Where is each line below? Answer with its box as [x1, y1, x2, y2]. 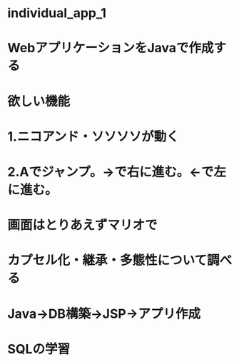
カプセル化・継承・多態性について [7, 252, 208, 268]
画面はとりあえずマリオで [7, 217, 158, 233]
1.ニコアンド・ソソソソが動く [7, 129, 180, 144]
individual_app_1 [7, 5, 107, 21]
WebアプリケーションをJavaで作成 [7, 40, 214, 56]
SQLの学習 [7, 341, 70, 357]
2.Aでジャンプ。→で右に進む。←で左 [7, 164, 227, 180]
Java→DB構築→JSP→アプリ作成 [7, 306, 201, 322]
